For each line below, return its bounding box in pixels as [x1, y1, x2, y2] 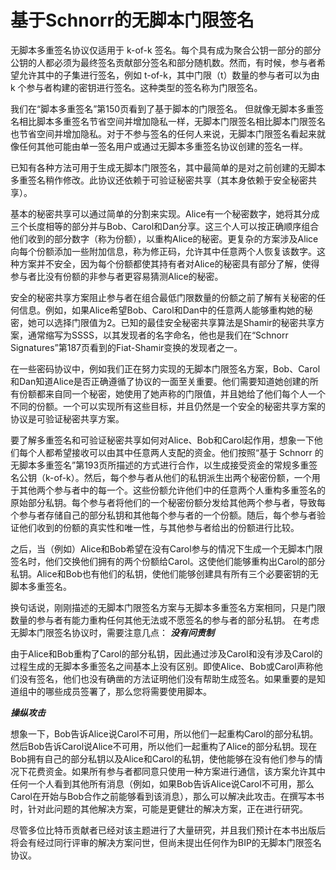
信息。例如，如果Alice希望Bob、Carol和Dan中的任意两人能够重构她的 [18, 304, 305, 316]
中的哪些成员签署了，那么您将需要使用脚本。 [27, 685, 212, 697]
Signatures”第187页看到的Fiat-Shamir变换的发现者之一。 [10, 341, 243, 353]
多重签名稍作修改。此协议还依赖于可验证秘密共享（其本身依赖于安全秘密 [10, 174, 308, 186]
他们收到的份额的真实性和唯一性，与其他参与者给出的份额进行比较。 [18, 521, 300, 533]
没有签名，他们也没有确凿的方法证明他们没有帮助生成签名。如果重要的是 [18, 672, 317, 685]
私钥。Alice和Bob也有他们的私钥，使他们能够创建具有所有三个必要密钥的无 [10, 567, 319, 580]
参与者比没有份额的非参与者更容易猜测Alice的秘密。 [10, 270, 224, 282]
